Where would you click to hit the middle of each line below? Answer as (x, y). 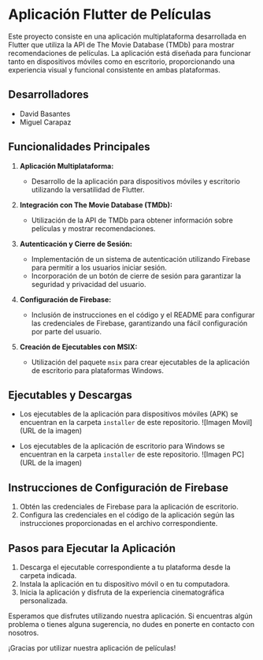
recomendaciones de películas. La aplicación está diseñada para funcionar (130, 53)
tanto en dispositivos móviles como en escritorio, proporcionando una (122, 62)
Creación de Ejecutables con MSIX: (78, 347)
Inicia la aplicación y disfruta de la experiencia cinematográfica (122, 592)
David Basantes (45, 114)
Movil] (242, 423)
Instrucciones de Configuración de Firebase (119, 488)
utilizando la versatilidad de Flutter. (88, 189)
